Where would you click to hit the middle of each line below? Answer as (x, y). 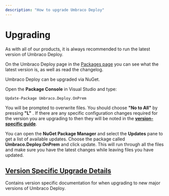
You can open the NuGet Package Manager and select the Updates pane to (84, 133)
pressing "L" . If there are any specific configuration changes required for (81, 113)
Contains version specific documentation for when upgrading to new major (83, 183)
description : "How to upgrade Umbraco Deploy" (55, 10)
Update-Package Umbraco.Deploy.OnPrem (46, 98)
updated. (15, 155)
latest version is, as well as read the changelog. (54, 69)
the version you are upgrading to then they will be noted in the (70, 118)
